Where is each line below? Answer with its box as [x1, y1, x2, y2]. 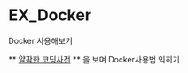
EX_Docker [8, 5, 92, 26]
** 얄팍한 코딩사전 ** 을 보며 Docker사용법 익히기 [8, 54, 181, 64]
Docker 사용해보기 [8, 35, 73, 46]
